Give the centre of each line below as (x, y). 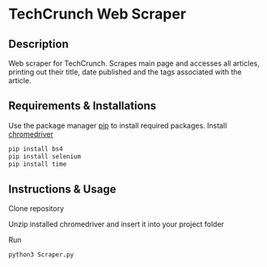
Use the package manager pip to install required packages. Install (118, 125)
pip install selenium (45, 156)
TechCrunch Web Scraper (97, 14)
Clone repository (36, 209)
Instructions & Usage (62, 189)
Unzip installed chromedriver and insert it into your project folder (117, 224)
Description (38, 44)
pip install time (38, 164)
